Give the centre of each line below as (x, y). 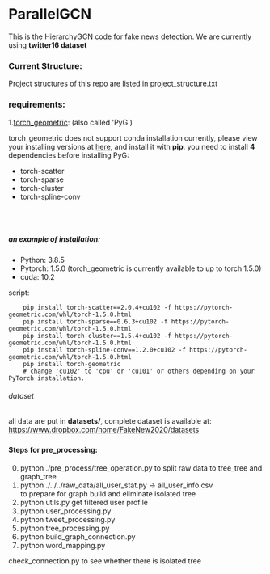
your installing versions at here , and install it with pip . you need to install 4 (132, 146)
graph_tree (38, 476)
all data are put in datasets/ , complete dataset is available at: (110, 420)
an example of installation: (55, 239)
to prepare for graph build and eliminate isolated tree (108, 493)
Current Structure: (45, 65)
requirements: (37, 104)
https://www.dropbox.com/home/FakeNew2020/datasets (104, 429)
